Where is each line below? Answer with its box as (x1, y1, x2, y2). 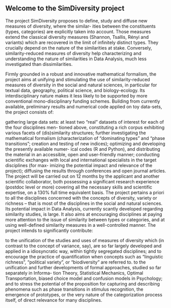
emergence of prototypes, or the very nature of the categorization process (5, 291, 162, 298)
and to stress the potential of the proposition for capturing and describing (5, 280, 160, 287)
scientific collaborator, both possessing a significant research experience (5, 178, 160, 184)
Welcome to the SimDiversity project (5, 4, 125, 13)
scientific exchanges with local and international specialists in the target (5, 157, 157, 163)
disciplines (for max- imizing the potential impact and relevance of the (5, 162, 153, 168)
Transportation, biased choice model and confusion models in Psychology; (5, 275, 163, 281)
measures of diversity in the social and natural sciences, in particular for (5, 82, 157, 88)
